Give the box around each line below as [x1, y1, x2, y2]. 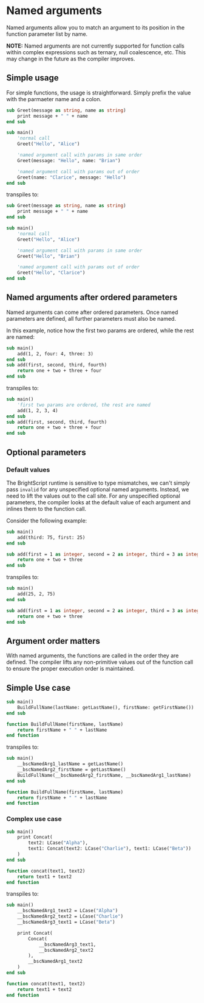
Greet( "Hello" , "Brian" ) [17, 253, 80, 259]
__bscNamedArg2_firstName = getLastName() [17, 766, 126, 773]
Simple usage [6, 73, 59, 83]
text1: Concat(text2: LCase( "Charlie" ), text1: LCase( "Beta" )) [28, 846, 191, 852]
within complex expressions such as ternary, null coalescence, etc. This [6, 48, 186, 55]
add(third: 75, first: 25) [17, 534, 86, 540]
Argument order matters [6, 635, 100, 646]
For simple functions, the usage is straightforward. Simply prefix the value [6, 89, 191, 96]
